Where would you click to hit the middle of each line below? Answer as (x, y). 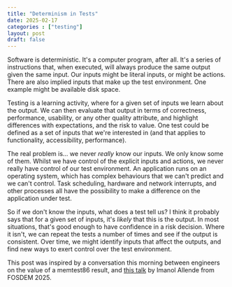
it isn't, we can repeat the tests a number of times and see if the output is (113, 234)
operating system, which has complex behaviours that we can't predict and (116, 176)
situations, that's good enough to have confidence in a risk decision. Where (116, 227)
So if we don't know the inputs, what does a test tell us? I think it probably (114, 212)
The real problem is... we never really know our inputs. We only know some (115, 154)
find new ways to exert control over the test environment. (90, 249)
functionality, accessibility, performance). (67, 140)
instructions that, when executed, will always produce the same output (109, 67)
